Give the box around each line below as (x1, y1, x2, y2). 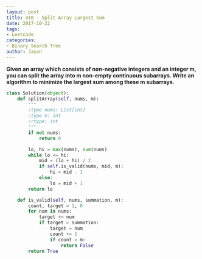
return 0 (38, 135, 61, 141)
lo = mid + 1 (49, 180, 83, 186)
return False (60, 242, 94, 249)
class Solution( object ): (6, 90, 69, 96)
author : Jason (6, 49, 43, 55)
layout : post (6, 9, 40, 15)
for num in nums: (28, 208, 72, 215)
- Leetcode (6, 32, 34, 38)
